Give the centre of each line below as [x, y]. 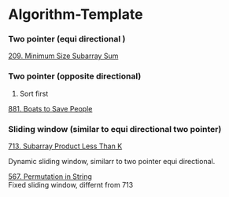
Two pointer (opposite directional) [75, 76]
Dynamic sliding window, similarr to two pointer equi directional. [112, 162]
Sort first [34, 93]
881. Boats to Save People [50, 108]
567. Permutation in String [50, 177]
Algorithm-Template [76, 15]
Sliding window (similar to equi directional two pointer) [115, 129]
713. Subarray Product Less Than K [65, 146]
